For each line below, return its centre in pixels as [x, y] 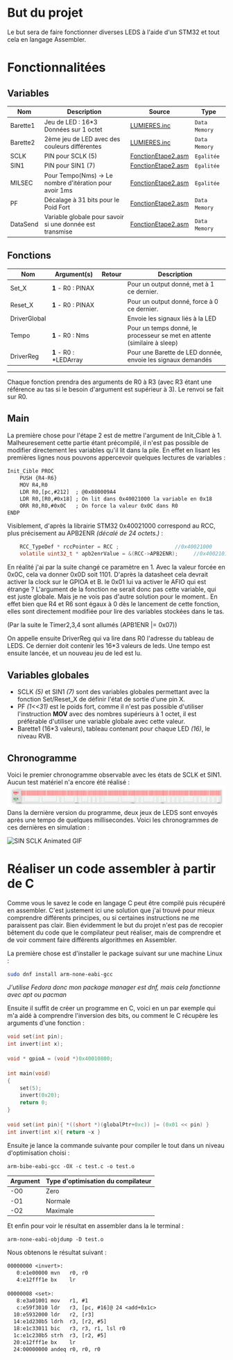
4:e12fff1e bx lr [46, 1280]
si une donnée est [70, 225]
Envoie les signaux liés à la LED [172, 318]
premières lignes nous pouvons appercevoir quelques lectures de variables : [116, 458]
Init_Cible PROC [31, 471]
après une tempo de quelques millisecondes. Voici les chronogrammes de [113, 820]
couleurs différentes [73, 146]
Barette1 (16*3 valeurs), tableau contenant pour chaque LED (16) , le [113, 729]
